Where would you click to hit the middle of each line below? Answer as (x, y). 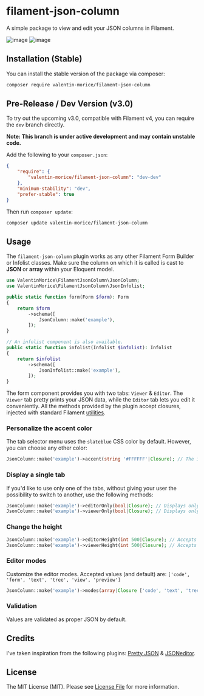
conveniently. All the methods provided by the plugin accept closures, (93, 406)
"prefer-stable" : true (46, 194)
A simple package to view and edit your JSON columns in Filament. (90, 28)
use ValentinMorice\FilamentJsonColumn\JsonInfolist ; (76, 286)
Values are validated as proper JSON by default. (66, 619)
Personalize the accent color (49, 428)
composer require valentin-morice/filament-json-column (78, 85)
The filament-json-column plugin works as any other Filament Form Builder (100, 256)
